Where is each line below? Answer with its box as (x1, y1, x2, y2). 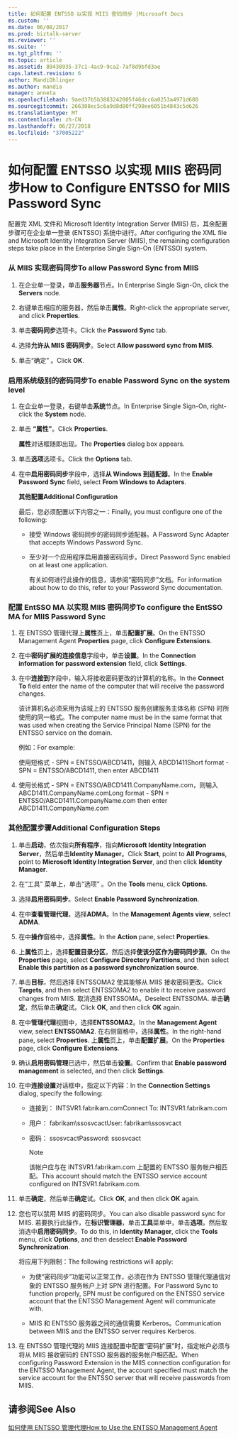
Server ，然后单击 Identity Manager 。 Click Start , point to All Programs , (18, 849, 227, 858)
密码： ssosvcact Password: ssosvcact (28, 1134, 141, 1142)
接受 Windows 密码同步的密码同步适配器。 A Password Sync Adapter (28, 530, 229, 538)
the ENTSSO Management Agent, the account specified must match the (18, 1366, 229, 1374)
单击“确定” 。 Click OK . (18, 356, 84, 364)
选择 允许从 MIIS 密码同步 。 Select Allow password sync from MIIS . (18, 341, 215, 349)
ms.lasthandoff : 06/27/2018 (8, 122, 91, 130)
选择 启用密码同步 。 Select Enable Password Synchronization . (18, 894, 200, 903)
